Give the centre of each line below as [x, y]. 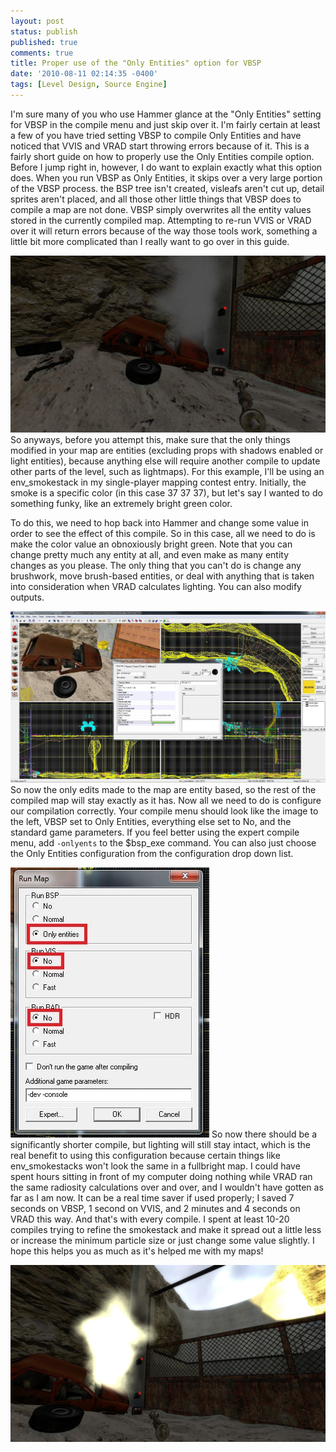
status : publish [44, 31]
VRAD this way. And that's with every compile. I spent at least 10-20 [150, 1219]
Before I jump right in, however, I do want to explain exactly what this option [166, 167]
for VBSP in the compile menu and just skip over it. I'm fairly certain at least [165, 124]
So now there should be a [264, 1134]
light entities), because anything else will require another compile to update [165, 461]
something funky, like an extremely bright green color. [121, 504]
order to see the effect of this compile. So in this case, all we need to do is [163, 534]
